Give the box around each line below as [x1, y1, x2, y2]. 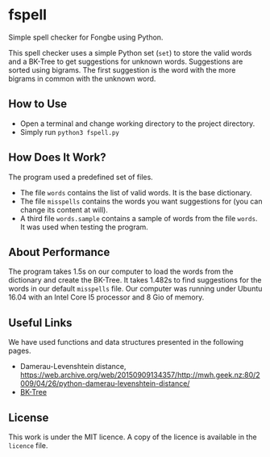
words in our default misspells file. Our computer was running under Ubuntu [8, 284, 263, 294]
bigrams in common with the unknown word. [8, 73, 156, 83]
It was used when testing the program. [19, 222, 149, 232]
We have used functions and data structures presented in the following [8, 338, 244, 347]
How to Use [8, 97, 68, 111]
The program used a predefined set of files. [8, 172, 153, 182]
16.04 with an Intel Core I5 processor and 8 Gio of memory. [8, 292, 205, 302]
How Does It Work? [8, 151, 106, 165]
